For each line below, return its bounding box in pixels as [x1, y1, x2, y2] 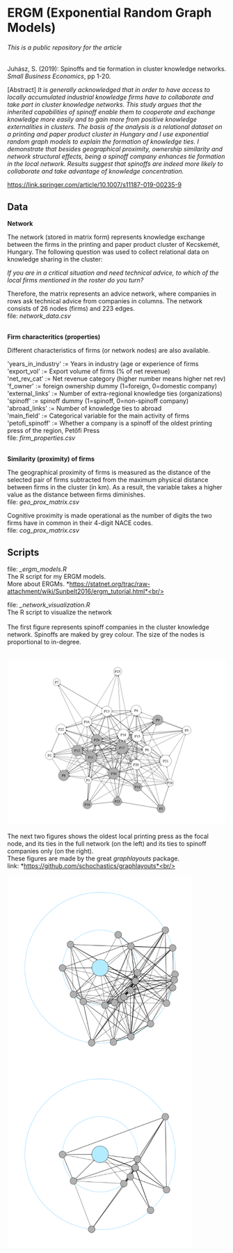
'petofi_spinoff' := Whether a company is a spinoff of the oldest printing [7, 419, 212, 427]
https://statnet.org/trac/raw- [69, 580, 151, 588]
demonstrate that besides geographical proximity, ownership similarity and [7, 145, 223, 153]
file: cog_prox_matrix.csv [7, 526, 80, 535]
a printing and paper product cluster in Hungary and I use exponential [7, 130, 209, 139]
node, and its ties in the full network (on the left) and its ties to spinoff [7, 840, 207, 848]
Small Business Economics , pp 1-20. [7, 72, 111, 81]
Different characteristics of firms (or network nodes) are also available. [7, 347, 210, 355]
